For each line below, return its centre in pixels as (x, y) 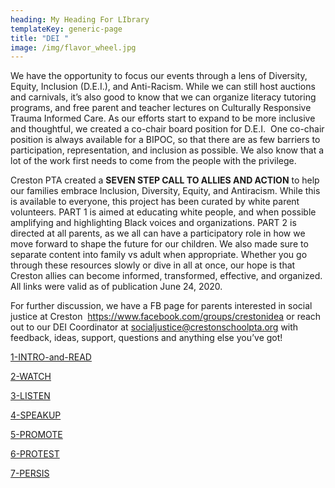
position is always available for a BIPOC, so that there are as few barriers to (165, 140)
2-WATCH (31, 377)
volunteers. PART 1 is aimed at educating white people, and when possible (163, 212)
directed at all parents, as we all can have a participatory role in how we (158, 233)
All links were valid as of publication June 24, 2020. (116, 287)
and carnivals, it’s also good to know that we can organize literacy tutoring (163, 97)
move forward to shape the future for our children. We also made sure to (159, 244)
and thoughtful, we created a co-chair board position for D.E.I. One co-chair (167, 129)
